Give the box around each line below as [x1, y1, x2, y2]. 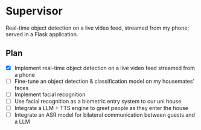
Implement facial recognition [14, 91, 86, 98]
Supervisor [5, 4, 63, 18]
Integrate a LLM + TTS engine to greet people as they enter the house [14, 105, 188, 111]
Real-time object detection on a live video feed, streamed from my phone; [5, 24, 190, 31]
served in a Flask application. [5, 30, 78, 37]
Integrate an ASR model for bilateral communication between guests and [14, 111, 196, 119]
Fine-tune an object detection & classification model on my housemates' [14, 77, 195, 85]
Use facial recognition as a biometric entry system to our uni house [14, 97, 182, 105]
